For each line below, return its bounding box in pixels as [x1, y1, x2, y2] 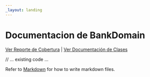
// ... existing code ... [5, 56, 49, 62]
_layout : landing [5, 7, 42, 13]
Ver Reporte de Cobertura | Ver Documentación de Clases [5, 46, 128, 53]
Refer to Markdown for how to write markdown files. [5, 66, 115, 72]
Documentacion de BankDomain [5, 29, 145, 41]
